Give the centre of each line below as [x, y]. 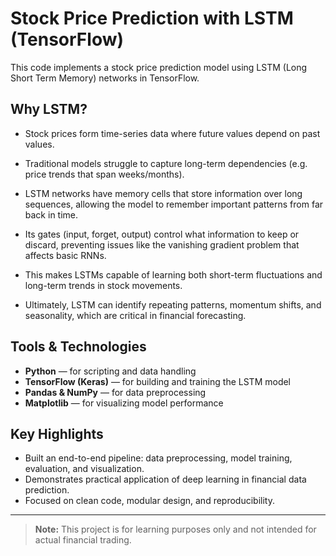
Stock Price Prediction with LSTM [152, 18]
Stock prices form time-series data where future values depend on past [172, 133]
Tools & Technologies [78, 347]
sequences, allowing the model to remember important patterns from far [174, 204]
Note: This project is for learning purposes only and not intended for [175, 529]
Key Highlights [57, 433]
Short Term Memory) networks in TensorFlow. [105, 78]
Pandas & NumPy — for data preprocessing [115, 392]
